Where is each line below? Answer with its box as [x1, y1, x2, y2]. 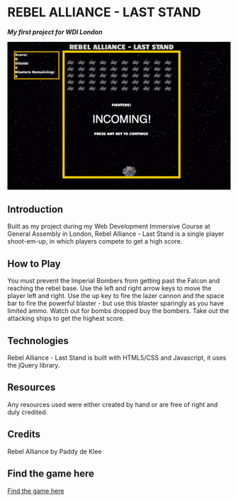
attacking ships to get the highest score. [7, 314, 125, 323]
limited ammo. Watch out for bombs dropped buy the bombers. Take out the [7, 307, 229, 315]
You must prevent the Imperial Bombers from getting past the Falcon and [7, 277, 220, 285]
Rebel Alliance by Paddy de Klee [7, 447, 102, 455]
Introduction [7, 203, 64, 216]
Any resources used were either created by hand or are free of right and [7, 400, 218, 409]
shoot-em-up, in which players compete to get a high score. [7, 237, 183, 246]
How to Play [7, 258, 62, 270]
